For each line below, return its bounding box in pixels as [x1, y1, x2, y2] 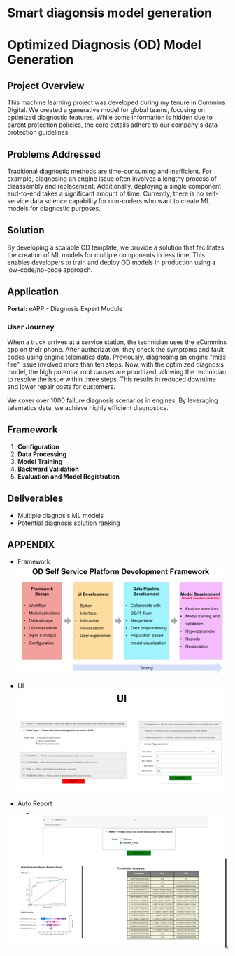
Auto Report [17, 799, 52, 807]
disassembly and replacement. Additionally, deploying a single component [7, 182, 222, 190]
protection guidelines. [7, 128, 70, 137]
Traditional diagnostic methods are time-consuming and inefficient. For [7, 167, 212, 175]
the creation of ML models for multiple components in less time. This [7, 250, 205, 259]
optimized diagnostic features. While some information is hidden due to [7, 114, 213, 122]
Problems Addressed [7, 149, 101, 161]
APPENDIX [7, 538, 55, 551]
